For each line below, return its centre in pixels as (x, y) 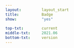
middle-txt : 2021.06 (31, 33)
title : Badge (29, 14)
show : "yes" (29, 19)
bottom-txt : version (31, 38)
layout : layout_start (37, 10)
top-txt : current (31, 28)
